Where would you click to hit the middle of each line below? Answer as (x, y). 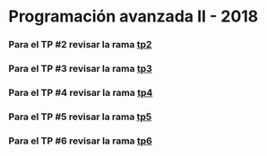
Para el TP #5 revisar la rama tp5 (80, 117)
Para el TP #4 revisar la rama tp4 (81, 92)
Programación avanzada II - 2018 (133, 17)
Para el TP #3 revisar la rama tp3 (81, 69)
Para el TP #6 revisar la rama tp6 (81, 141)
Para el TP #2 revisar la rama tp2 (80, 45)
